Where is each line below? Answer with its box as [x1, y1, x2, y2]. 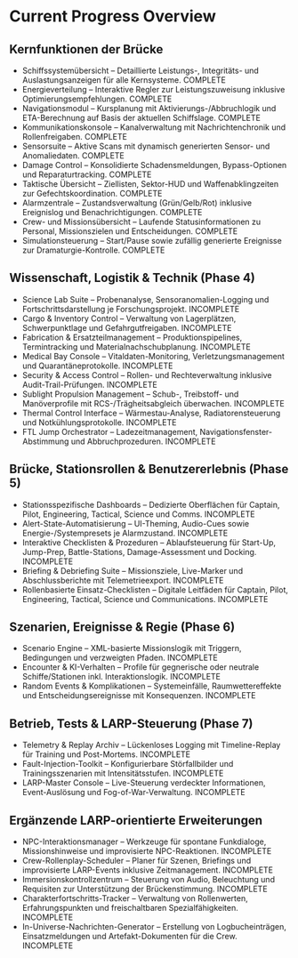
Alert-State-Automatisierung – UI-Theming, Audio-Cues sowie [21, 518, 250, 528]
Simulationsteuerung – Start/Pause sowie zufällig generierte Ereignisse [21, 236, 282, 246]
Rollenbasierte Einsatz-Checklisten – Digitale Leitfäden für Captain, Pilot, [21, 584, 289, 595]
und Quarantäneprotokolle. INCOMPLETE [21, 360, 173, 371]
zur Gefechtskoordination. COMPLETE [21, 189, 163, 198]
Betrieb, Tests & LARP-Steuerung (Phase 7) [9, 716, 254, 731]
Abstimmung [21, 436, 69, 447]
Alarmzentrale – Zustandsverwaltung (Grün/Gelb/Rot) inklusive [21, 197, 252, 208]
